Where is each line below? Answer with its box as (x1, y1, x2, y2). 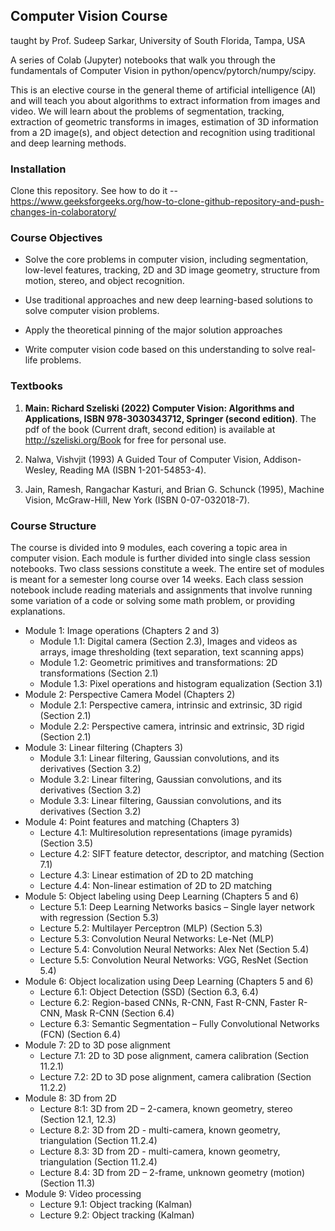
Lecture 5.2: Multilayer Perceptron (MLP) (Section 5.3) (39, 922, 263, 934)
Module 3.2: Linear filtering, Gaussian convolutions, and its (39, 774, 283, 785)
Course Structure (10, 519, 97, 533)
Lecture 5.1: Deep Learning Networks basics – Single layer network (39, 901, 315, 913)
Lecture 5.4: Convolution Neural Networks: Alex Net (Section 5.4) (39, 944, 310, 955)
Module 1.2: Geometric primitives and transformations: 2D (39, 657, 278, 668)
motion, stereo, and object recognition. (24, 275, 185, 287)
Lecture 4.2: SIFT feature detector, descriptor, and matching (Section (39, 848, 325, 859)
